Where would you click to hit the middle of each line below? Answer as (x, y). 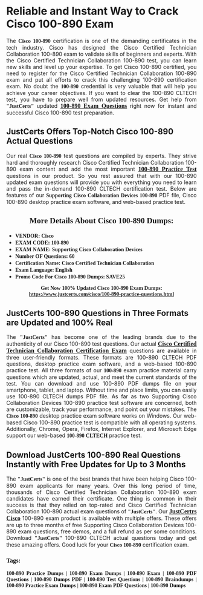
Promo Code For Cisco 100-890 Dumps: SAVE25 (70, 277)
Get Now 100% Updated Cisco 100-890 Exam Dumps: (101, 288)
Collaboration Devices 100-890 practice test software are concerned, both (101, 403)
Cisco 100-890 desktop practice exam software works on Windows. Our (94, 416)
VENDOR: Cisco (34, 236)
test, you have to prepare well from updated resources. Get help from (101, 99)
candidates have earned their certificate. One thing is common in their (101, 499)
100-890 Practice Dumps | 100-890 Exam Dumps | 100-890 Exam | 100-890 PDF (101, 574)
